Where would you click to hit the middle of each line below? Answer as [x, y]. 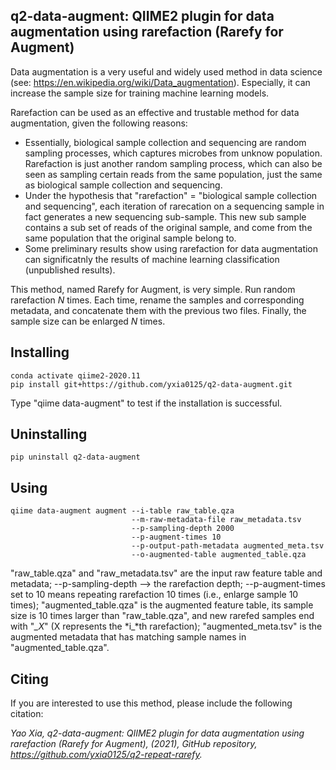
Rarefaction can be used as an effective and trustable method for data [155, 112]
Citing [29, 679]
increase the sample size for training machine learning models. [140, 93]
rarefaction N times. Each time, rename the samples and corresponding [157, 300]
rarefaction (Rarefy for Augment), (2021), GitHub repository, [134, 744]
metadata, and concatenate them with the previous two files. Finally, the [158, 310]
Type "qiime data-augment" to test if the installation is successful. [146, 403]
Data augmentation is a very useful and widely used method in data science [166, 71]
